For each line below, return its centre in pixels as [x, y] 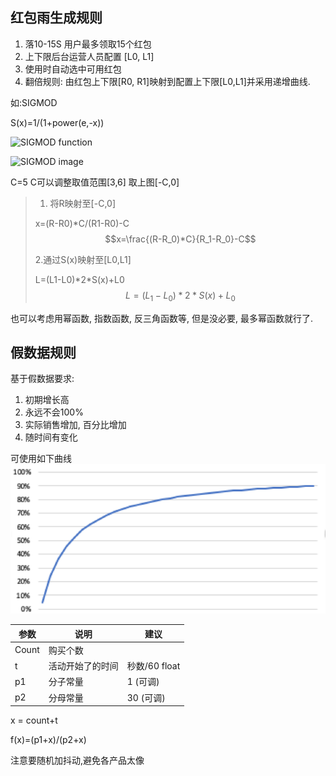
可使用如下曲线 [41, 459]
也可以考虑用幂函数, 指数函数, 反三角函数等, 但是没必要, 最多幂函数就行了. [161, 318]
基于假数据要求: [42, 379]
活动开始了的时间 [83, 666]
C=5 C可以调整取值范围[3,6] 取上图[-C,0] [95, 182]
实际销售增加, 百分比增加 [75, 425]
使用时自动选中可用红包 [73, 69]
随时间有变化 [51, 437]
